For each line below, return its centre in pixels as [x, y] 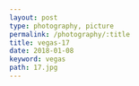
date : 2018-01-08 [42, 51]
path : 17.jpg [34, 68]
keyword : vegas [38, 59]
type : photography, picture [62, 26]
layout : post [34, 17]
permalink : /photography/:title [69, 34]
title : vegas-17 [39, 43]
